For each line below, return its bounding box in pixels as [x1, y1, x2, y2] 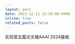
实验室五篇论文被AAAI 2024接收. [5, 34, 71, 40]
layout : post [5, 7, 31, 12]
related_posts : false [5, 20, 49, 25]
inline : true [5, 16, 31, 21]
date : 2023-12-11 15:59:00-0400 [5, 11, 70, 16]
